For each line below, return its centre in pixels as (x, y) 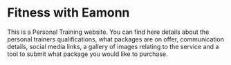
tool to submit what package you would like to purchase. (87, 54)
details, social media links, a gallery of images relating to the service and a (113, 46)
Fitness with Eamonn (68, 13)
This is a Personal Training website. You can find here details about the (108, 32)
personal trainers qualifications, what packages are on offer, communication (116, 39)
